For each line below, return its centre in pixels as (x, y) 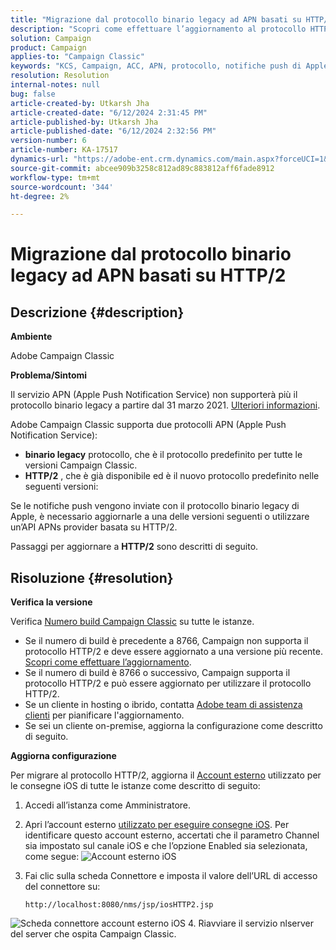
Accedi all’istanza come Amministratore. (108, 805)
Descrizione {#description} (97, 312)
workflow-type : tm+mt (55, 177)
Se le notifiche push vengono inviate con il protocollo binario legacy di (155, 506)
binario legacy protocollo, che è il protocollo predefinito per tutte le (163, 455)
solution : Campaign (51, 38)
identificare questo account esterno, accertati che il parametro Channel (172, 835)
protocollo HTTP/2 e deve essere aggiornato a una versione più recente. (173, 652)
